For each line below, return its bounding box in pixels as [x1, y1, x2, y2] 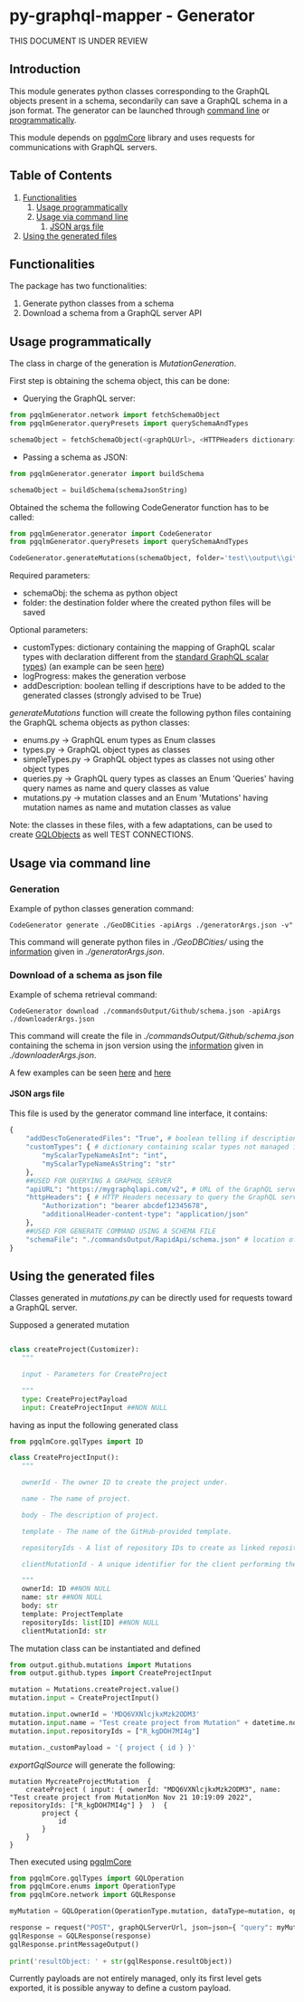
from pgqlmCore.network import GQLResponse [9, 1891, 176, 1900]
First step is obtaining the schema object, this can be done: [9, 376, 231, 386]
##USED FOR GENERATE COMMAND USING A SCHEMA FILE [25, 1226, 217, 1235]
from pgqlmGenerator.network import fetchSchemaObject [9, 411, 221, 420]
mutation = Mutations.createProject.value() [9, 1685, 180, 1694]
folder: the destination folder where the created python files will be [22, 597, 271, 608]
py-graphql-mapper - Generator [9, 5, 255, 26]
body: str [21, 1601, 59, 1611]
